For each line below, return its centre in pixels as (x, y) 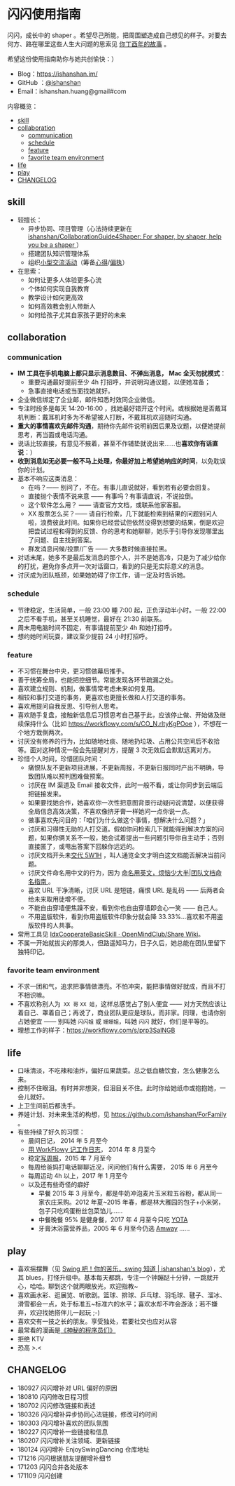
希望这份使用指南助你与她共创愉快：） (62, 59)
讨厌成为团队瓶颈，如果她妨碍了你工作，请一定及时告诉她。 (103, 575)
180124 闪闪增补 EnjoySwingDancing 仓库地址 (84, 1449)
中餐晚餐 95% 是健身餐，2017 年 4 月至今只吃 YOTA (113, 1220)
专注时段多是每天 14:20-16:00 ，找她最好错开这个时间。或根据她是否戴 (119, 408)
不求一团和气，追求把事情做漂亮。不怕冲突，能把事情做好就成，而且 (115, 986)
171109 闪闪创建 (40, 1475)
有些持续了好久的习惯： (51, 1132)
